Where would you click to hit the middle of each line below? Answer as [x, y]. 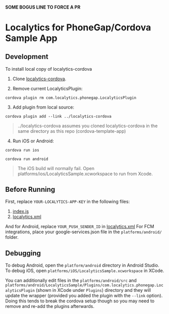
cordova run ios [22, 150]
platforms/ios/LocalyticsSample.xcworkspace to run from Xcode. [85, 174]
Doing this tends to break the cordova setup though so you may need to [80, 301]
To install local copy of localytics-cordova [49, 69]
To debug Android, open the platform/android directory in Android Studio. [82, 266]
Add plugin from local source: [43, 107]
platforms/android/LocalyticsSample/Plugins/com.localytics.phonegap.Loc [84, 285]
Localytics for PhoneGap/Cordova [78, 27]
